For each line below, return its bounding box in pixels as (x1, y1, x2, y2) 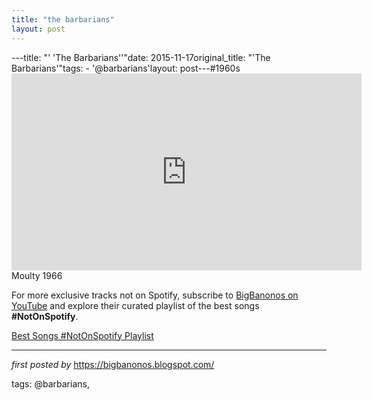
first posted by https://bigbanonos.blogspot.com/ (11, 358, 215, 370)
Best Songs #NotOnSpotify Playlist (11, 329, 154, 341)
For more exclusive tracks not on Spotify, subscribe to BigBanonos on (11, 289, 299, 301)
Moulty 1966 (11, 269, 63, 281)
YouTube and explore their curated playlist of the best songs (11, 299, 260, 311)
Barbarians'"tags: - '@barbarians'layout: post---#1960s (11, 62, 241, 74)
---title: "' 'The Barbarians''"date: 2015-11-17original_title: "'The (11, 51, 271, 63)
